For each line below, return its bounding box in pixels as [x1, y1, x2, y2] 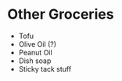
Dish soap [18, 56, 52, 65]
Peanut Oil [18, 48, 52, 57]
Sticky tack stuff [18, 64, 72, 73]
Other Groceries [7, 5, 114, 23]
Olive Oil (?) [18, 39, 56, 48]
